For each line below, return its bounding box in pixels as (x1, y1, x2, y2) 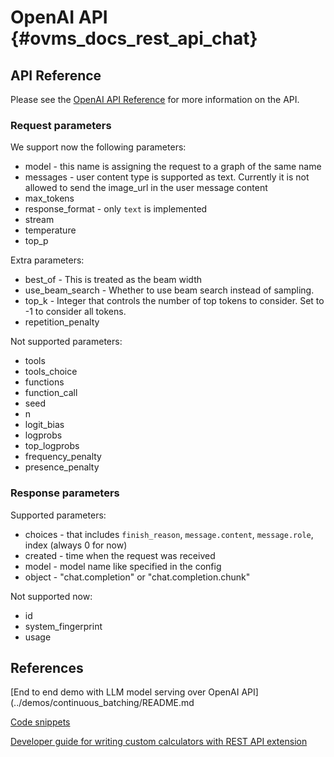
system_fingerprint (24, 620, 103, 632)
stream (24, 214, 55, 226)
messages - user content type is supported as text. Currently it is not (24, 171, 310, 183)
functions (24, 376, 65, 388)
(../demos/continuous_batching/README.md (10, 697, 195, 709)
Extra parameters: (10, 254, 85, 266)
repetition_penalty (24, 316, 100, 328)
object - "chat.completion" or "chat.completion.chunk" (24, 571, 251, 583)
